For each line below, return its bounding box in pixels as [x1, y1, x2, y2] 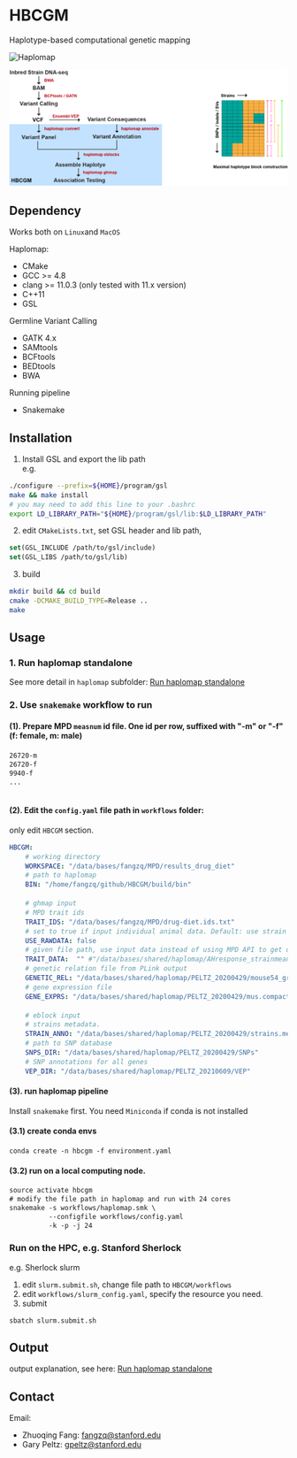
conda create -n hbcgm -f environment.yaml [9, 1147, 172, 1155]
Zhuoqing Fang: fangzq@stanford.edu [21, 1430, 162, 1440]
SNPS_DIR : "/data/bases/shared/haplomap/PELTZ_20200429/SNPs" [25, 1048, 259, 1057]
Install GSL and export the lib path [21, 453, 146, 464]
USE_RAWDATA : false [25, 936, 97, 945]
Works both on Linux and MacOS [9, 226, 121, 237]
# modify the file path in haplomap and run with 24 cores [9, 1195, 232, 1204]
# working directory [25, 852, 101, 861]
